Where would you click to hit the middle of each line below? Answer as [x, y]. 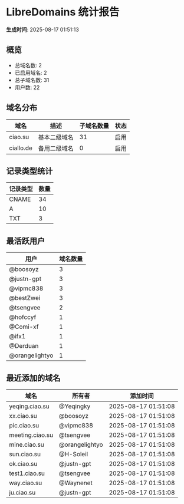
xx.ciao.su [23, 416]
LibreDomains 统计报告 [63, 12]
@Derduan [24, 346]
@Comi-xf [24, 327]
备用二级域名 [56, 148]
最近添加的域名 [33, 378]
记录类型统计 [29, 171]
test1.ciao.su [27, 473]
